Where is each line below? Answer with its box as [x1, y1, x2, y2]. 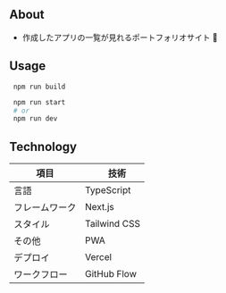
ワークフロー [13, 268, 69, 280]
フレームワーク [13, 201, 77, 213]
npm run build [13, 82, 66, 91]
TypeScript [84, 184, 131, 197]
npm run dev [13, 114, 58, 123]
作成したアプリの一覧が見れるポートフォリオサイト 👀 [21, 31, 218, 43]
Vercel [84, 251, 113, 264]
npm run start [13, 97, 66, 106]
